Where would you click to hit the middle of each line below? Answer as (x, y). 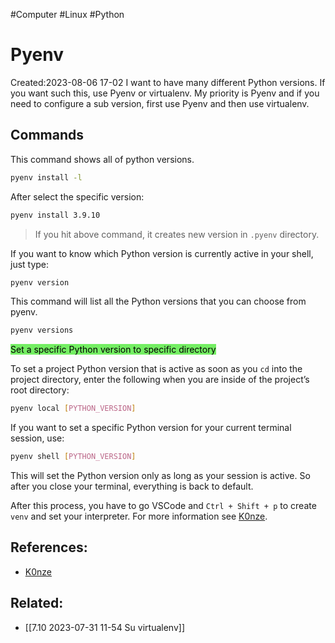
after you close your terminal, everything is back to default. (132, 486)
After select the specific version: (77, 196)
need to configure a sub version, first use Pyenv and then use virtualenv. (160, 103)
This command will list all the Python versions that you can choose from (158, 301)
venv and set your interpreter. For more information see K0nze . (139, 516)
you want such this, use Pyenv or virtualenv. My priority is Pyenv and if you (165, 93)
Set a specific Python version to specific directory (113, 350)
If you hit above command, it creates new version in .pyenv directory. (177, 234)
